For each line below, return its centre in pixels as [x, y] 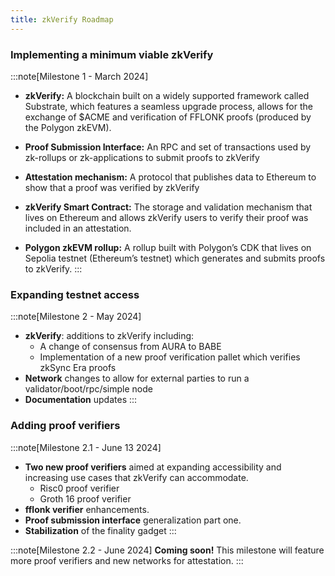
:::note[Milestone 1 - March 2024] [79, 76]
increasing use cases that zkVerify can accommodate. [136, 477]
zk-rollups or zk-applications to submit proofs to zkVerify [142, 157]
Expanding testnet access [75, 294]
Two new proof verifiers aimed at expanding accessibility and [153, 467]
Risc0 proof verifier [79, 488]
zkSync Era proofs [78, 368]
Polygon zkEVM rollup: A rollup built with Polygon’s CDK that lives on [168, 247]
